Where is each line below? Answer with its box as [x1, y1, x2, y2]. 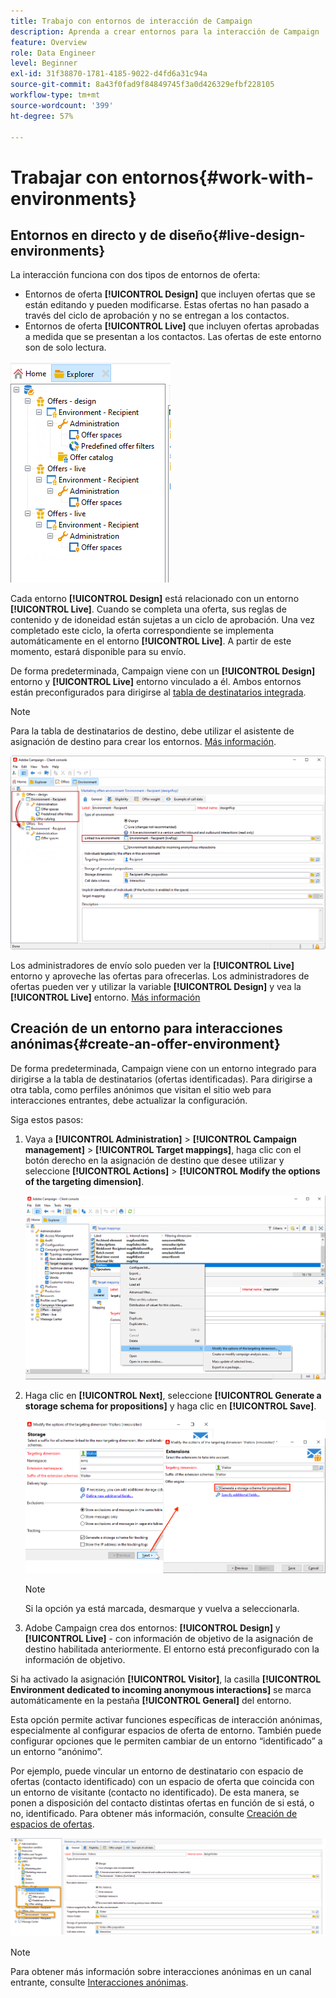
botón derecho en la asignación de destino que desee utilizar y [24, 1154, 285, 1166]
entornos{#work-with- [121, 166, 314, 189]
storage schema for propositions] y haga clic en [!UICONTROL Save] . [24, 1400, 317, 1412]
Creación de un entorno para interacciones [10, 1020, 283, 1037]
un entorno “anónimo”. [10, 1746, 103, 1758]
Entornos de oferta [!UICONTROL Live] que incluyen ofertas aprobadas [24, 320, 320, 332]
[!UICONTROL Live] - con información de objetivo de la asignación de [24, 1633, 314, 1645]
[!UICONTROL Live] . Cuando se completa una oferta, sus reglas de [10, 603, 287, 615]
